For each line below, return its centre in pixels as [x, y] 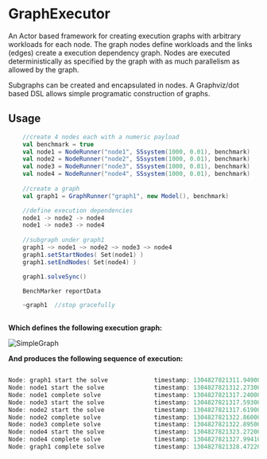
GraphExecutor [60, 14]
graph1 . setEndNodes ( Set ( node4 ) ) [79, 262]
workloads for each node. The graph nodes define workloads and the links [130, 44]
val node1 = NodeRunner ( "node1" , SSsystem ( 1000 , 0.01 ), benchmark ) [136, 152]
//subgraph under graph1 [64, 240]
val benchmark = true [58, 144]
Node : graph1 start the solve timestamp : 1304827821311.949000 [136, 380]
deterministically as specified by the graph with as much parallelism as [124, 61]
